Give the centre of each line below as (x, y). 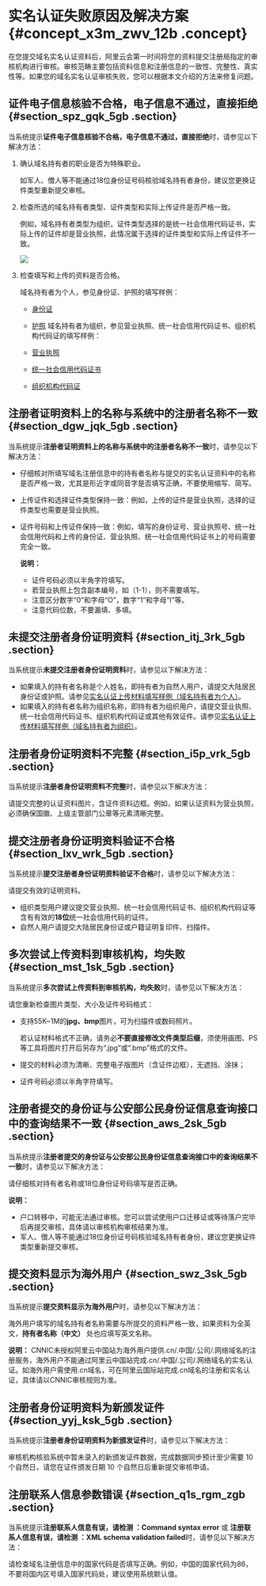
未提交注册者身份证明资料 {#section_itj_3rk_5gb (127, 637)
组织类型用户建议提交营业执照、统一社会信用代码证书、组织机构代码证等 (137, 907)
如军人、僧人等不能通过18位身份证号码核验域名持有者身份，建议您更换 (134, 180)
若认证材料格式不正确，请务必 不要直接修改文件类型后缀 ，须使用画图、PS (139, 1037)
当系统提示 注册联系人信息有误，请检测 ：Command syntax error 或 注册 (126, 1527)
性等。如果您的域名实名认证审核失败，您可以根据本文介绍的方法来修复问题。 (133, 76)
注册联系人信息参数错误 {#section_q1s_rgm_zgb (127, 1495)
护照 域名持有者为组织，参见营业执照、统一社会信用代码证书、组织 (140, 325)
